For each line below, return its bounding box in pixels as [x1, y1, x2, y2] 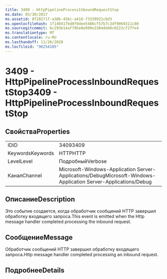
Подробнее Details [5, 266, 65, 275]
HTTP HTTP [59, 149, 86, 156]
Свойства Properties [5, 128, 71, 136]
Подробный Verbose [59, 157, 107, 164]
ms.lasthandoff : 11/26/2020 [5, 40, 64, 45]
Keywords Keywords [7, 149, 55, 156]
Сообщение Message [5, 233, 73, 241]
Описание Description [5, 195, 76, 204]
